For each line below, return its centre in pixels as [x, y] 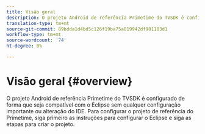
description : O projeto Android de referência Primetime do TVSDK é [95, 18]
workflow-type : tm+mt [34, 35]
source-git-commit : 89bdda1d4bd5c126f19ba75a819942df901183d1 [87, 29]
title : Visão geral [31, 12]
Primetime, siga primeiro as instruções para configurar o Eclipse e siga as [99, 118]
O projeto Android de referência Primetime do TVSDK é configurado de [95, 98]
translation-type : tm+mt [38, 23]
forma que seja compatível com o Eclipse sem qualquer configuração [94, 105]
